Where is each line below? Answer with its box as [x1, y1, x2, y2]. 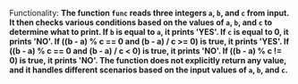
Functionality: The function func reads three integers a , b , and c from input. [9, 8, 289, 18]
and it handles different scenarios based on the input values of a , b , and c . [9, 64, 288, 75]
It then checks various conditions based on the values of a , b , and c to [9, 17, 273, 28]
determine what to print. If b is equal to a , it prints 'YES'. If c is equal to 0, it [9, 27, 289, 37]
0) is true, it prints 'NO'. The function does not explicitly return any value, [9, 55, 287, 65]
